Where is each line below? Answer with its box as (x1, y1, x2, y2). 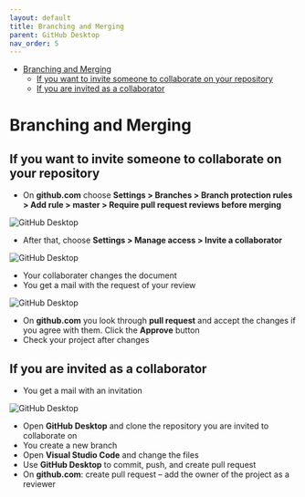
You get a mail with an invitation (22, 385, 143, 397)
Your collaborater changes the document (22, 270, 178, 281)
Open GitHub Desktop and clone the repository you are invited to (22, 420, 269, 431)
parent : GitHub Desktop (9, 30, 100, 39)
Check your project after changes (22, 335, 150, 346)
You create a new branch (22, 440, 118, 451)
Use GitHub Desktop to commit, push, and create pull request (22, 460, 257, 471)
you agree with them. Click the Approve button (22, 325, 200, 336)
